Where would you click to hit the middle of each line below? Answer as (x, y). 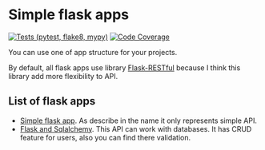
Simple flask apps (69, 15)
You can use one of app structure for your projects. (93, 52)
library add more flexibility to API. (63, 76)
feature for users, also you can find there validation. (105, 137)
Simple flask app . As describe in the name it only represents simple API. (139, 120)
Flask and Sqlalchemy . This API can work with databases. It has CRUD (136, 128)
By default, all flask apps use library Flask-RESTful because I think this (124, 67)
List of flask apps (52, 101)
